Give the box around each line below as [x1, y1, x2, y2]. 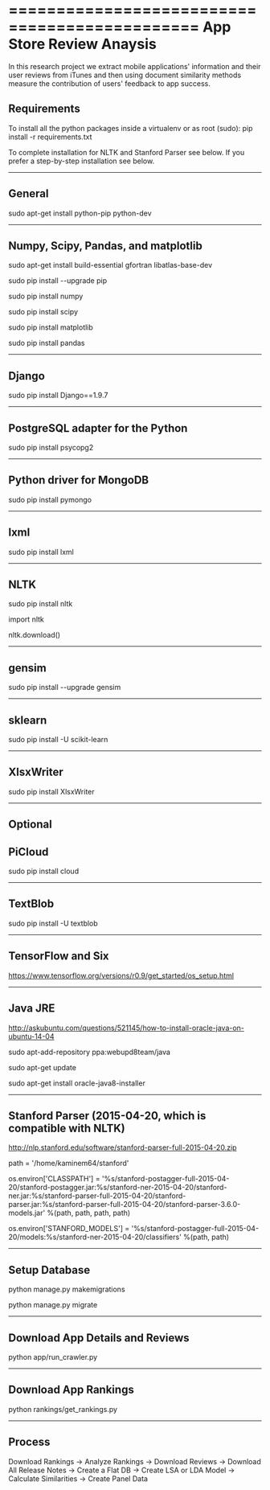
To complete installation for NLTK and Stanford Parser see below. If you [8, 147, 245, 157]
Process [8, 1435, 51, 1449]
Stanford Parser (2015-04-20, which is [8, 1109, 207, 1123]
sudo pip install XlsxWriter [8, 786, 95, 796]
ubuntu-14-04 [8, 1031, 55, 1041]
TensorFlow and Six [8, 950, 110, 963]
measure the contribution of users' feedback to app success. [8, 78, 211, 88]
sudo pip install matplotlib [8, 322, 94, 332]
